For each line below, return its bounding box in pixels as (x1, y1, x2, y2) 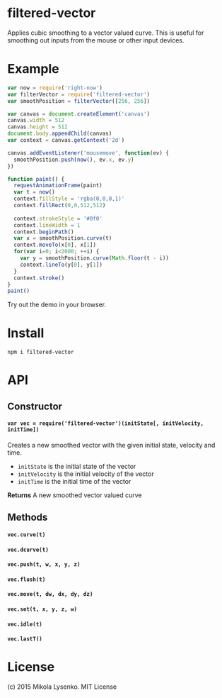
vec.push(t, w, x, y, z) (7, 561, 81, 568)
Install (7, 325, 45, 341)
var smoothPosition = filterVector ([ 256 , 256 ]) (7, 97, 151, 104)
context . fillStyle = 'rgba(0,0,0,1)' (13, 195, 125, 203)
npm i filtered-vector (7, 349, 74, 356)
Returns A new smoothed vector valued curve (7, 491, 142, 499)
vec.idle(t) (7, 621, 42, 628)
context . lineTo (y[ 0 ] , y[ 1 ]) (20, 261, 103, 268)
